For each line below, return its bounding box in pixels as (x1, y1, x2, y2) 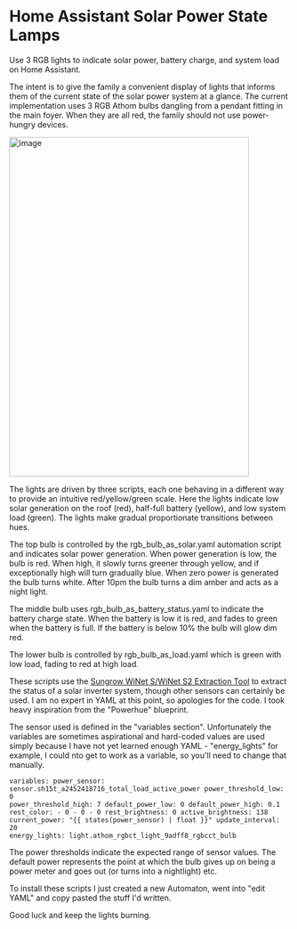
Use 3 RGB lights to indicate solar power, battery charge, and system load (9, 54, 280, 65)
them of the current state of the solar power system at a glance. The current (9, 91, 288, 102)
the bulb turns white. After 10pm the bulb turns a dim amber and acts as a (9, 576, 278, 587)
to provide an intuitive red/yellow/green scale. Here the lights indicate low (9, 493, 279, 504)
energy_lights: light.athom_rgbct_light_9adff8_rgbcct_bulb (9, 831, 237, 840)
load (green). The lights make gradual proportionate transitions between (9, 512, 274, 523)
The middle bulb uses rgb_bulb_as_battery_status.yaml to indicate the (9, 603, 264, 614)
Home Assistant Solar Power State (9, 6, 269, 27)
